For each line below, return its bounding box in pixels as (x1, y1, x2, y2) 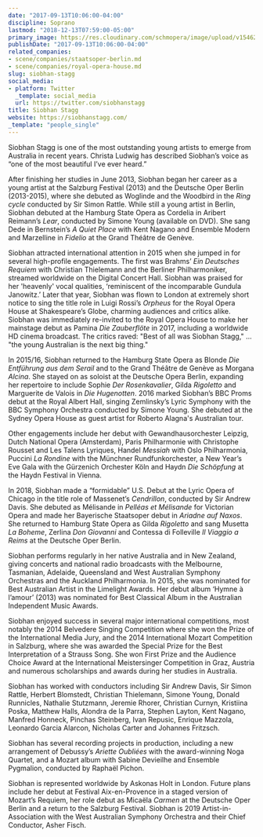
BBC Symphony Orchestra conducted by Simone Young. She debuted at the (8, 405, 253, 415)
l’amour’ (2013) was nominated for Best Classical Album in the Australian (8, 592, 243, 601)
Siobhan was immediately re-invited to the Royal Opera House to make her (8, 315, 249, 324)
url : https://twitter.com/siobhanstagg (15, 99, 146, 107)
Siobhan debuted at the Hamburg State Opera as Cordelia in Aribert (8, 207, 226, 217)
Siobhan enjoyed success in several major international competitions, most (8, 616, 250, 625)
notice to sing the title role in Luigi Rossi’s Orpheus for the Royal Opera (8, 298, 236, 307)
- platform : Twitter (8, 84, 76, 93)
